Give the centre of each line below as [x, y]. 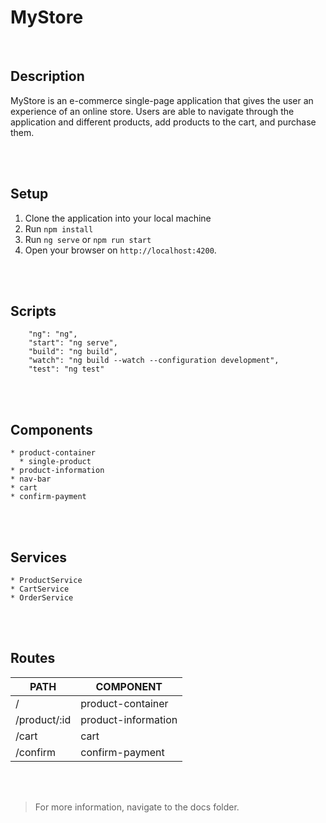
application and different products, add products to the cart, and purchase [163, 122]
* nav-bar [31, 479]
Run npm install [59, 228]
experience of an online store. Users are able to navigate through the [152, 111]
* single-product [55, 462]
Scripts [33, 311]
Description [47, 76]
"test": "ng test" [66, 369]
